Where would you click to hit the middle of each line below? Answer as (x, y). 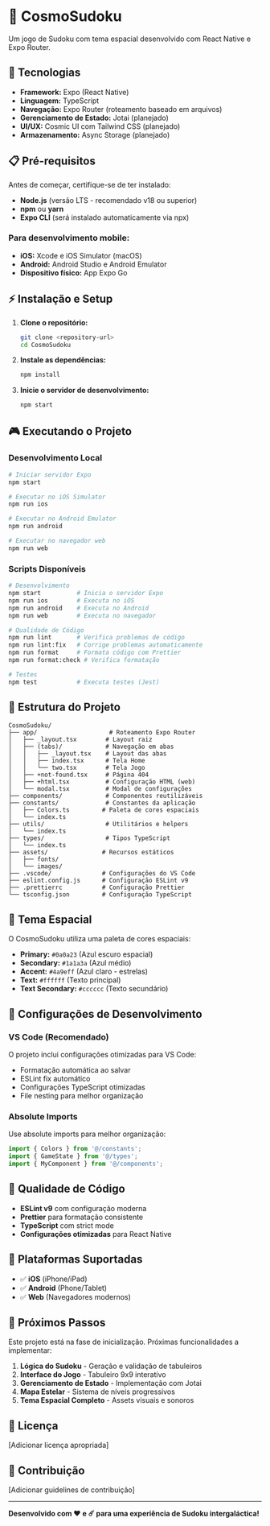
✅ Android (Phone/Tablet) (63, 1288)
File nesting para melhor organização (82, 1095)
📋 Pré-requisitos (52, 161)
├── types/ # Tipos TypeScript (90, 838)
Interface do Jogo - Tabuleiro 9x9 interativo (93, 1375)
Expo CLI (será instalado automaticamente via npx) (104, 217)
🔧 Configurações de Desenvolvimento (105, 1014)
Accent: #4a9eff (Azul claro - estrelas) (84, 972)
